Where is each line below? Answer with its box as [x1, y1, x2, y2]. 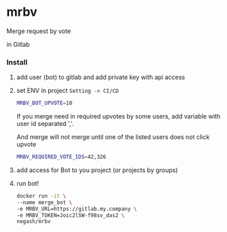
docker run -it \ [16, 192, 67, 200]
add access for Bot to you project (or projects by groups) [16, 166, 178, 174]
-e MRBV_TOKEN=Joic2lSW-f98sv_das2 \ [16, 211, 125, 219]
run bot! [16, 179, 39, 187]
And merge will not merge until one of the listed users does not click [16, 133, 210, 141]
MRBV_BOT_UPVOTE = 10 [16, 100, 73, 107]
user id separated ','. [16, 120, 74, 128]
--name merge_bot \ [16, 199, 73, 206]
